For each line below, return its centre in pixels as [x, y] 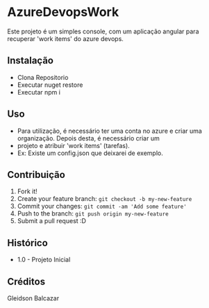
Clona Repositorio [43, 77]
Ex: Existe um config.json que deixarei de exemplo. [90, 153]
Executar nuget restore [50, 85]
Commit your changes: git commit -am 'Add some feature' [102, 206]
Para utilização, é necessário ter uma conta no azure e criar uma [110, 131]
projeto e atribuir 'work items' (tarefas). [73, 145]
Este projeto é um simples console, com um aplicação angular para [103, 31]
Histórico [28, 243]
